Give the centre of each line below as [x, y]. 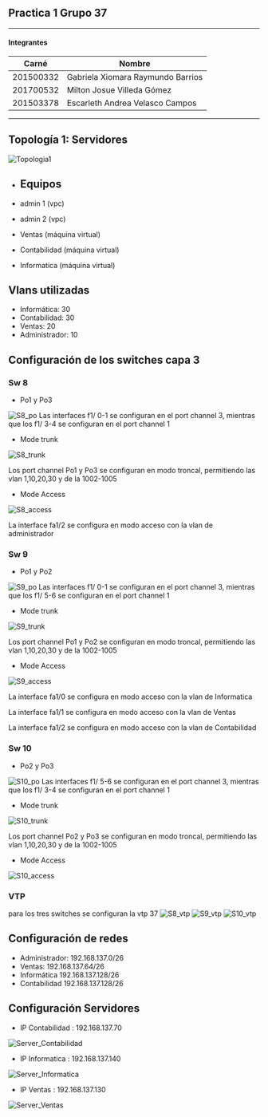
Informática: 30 [45, 310]
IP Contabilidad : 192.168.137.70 [71, 1028]
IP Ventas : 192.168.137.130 [63, 1089]
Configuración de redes [69, 939]
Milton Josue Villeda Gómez [119, 90]
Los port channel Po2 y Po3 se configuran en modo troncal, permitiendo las [133, 836]
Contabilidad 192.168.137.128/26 [71, 983]
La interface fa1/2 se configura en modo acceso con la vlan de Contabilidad [132, 728]
